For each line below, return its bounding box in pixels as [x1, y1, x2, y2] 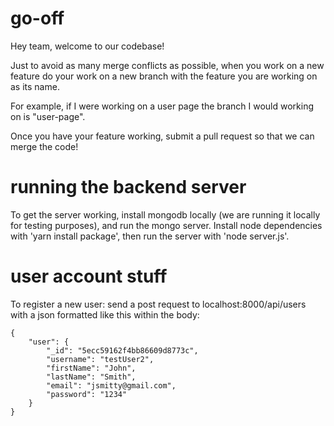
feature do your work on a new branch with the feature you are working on [10, 70, 318, 82]
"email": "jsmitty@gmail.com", [46, 380, 177, 391]
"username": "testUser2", [46, 354, 155, 364]
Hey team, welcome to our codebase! [10, 40, 165, 52]
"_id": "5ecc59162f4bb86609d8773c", [46, 345, 199, 356]
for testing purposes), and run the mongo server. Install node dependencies [10, 219, 323, 231]
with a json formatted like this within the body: [10, 308, 200, 321]
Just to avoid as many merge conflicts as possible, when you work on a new [10, 59, 325, 71]
